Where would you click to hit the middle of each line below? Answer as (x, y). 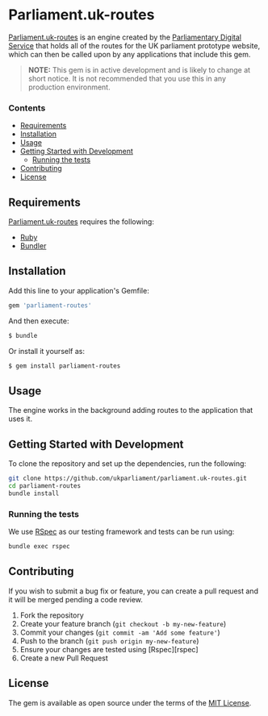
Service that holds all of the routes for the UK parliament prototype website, (134, 45)
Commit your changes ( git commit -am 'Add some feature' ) (120, 632)
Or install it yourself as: (46, 351)
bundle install (34, 493)
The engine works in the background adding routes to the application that (131, 410)
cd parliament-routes (45, 485)
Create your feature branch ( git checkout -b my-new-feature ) (123, 623)
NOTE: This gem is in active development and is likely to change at (139, 69)
